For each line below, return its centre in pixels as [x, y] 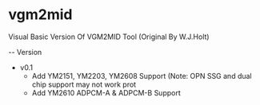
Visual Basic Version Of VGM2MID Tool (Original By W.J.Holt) [109, 37]
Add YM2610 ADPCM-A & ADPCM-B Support [106, 92]
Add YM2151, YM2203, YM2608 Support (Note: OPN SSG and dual [142, 76]
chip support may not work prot [84, 84]
